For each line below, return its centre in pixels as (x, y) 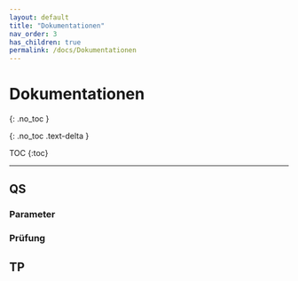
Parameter (32, 215)
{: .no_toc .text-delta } (49, 136)
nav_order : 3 (33, 34)
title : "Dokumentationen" (57, 26)
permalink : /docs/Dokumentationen (73, 51)
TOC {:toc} (29, 153)
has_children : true (45, 42)
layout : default (39, 17)
